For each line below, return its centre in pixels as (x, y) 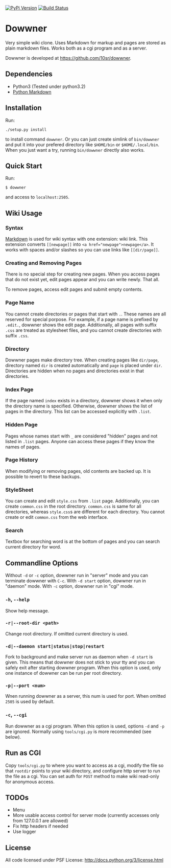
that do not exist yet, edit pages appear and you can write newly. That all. (82, 280)
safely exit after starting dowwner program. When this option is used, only (83, 668)
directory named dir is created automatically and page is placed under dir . (84, 365)
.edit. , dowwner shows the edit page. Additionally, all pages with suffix (81, 325)
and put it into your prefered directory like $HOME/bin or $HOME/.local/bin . (82, 144)
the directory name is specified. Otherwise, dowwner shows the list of (79, 406)
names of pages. (23, 447)
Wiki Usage (24, 213)
